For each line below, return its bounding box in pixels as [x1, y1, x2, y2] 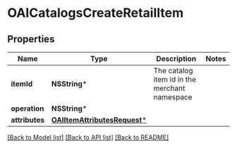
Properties [7, 33, 55, 45]
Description [156, 54, 196, 63]
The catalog [153, 66, 193, 75]
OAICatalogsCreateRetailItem [7, 5, 184, 21]
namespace [153, 92, 193, 101]
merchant [153, 83, 186, 93]
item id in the [153, 75, 196, 84]
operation [11, 104, 44, 113]
